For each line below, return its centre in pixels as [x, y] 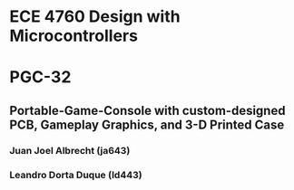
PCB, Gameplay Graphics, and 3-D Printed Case [147, 124]
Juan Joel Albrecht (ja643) [70, 150]
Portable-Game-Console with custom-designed [147, 110]
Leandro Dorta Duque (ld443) [76, 175]
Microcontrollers [74, 36]
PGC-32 [40, 77]
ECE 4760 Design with [95, 17]
